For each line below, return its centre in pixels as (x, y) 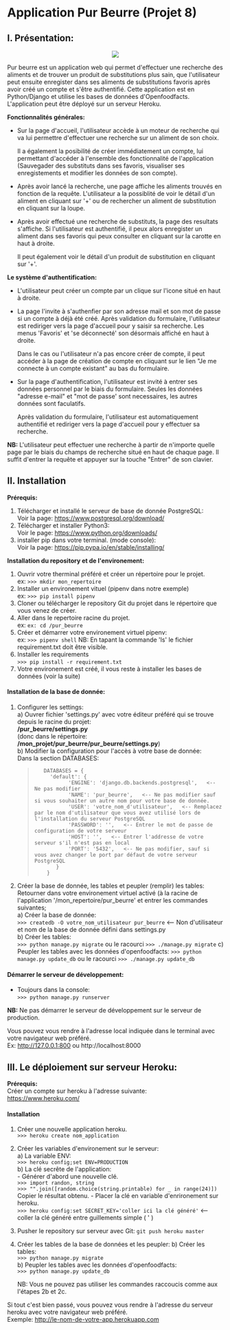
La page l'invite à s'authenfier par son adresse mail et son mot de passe (119, 311)
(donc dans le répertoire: (52, 736)
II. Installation (37, 481)
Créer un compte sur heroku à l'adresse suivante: (77, 1091)
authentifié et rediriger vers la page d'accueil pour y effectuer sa (108, 424)
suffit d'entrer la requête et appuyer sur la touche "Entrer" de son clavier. (111, 459)
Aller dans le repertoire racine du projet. (73, 618)
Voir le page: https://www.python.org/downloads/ (87, 532)
